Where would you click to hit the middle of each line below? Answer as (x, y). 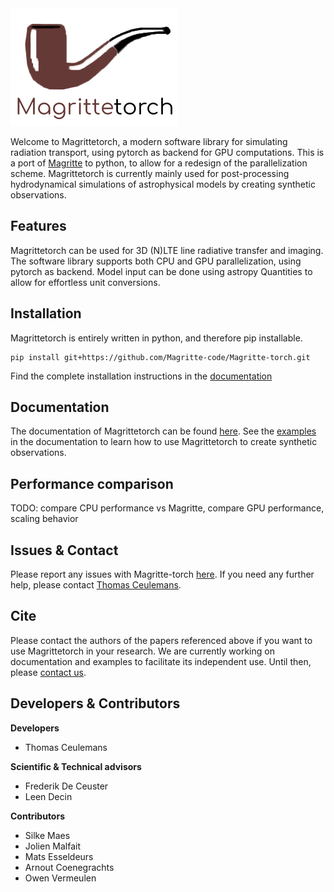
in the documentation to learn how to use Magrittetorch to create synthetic (164, 442)
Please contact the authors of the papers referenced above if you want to (161, 640)
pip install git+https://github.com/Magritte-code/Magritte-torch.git (160, 357)
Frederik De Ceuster (66, 786)
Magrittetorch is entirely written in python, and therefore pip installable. (156, 338)
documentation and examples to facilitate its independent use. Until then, (161, 661)
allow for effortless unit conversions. (85, 282)
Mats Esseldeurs (59, 856)
